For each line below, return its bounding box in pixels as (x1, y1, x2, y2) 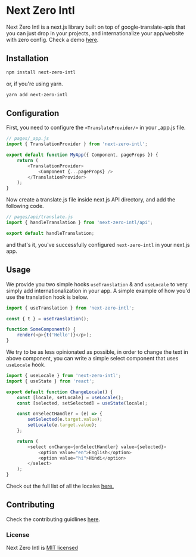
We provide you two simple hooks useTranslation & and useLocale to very (6, 280, 188, 287)
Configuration (6, 108, 60, 118)
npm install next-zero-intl (6, 69, 76, 75)
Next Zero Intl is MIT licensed (6, 544, 79, 552)
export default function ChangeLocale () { (6, 389, 113, 395)
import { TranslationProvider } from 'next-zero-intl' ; (6, 141, 148, 147)
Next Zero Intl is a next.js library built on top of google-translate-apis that (6, 23, 186, 30)
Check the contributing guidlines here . (6, 515, 100, 523)
